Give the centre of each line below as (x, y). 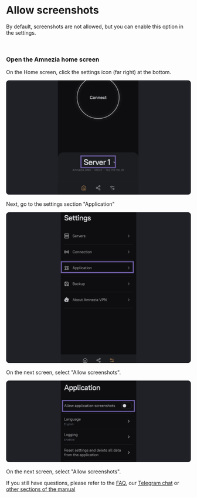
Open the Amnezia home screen (53, 59)
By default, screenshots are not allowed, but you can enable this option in (95, 26)
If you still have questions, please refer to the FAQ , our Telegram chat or (93, 483)
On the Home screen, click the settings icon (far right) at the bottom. (89, 72)
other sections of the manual (41, 489)
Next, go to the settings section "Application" (61, 204)
